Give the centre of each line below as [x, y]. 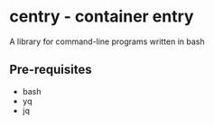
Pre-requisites [51, 70]
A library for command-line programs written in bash [107, 41]
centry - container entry [102, 17]
